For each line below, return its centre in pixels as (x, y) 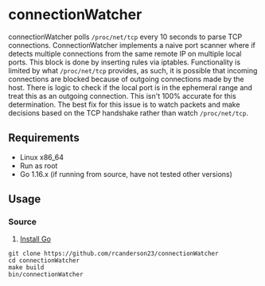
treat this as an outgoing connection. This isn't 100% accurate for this (122, 96)
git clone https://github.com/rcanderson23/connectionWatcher (113, 254)
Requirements (44, 138)
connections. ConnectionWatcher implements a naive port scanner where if (132, 45)
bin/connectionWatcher (46, 275)
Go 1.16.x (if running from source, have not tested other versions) (126, 174)
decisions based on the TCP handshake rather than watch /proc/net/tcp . (129, 112)
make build (26, 268)
